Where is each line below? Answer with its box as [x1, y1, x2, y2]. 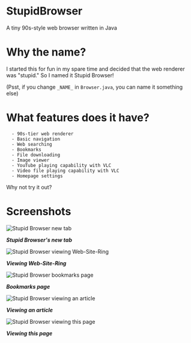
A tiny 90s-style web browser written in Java [6, 24, 117, 31]
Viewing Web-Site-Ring [6, 259, 67, 266]
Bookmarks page [6, 283, 50, 290]
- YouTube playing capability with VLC [11, 162, 112, 168]
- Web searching [11, 141, 52, 147]
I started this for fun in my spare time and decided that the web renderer [6, 65, 185, 72]
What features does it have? [6, 111, 150, 125]
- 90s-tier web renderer [11, 131, 74, 137]
